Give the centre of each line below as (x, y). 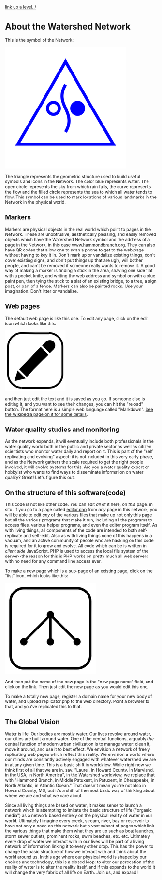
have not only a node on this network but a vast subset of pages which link (80, 826)
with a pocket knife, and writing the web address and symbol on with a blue (80, 276)
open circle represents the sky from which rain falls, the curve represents (78, 186)
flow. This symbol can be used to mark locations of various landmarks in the (81, 197)
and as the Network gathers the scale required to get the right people (74, 462)
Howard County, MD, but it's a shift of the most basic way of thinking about (80, 790)
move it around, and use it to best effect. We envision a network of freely (78, 749)
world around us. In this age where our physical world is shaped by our (76, 857)
